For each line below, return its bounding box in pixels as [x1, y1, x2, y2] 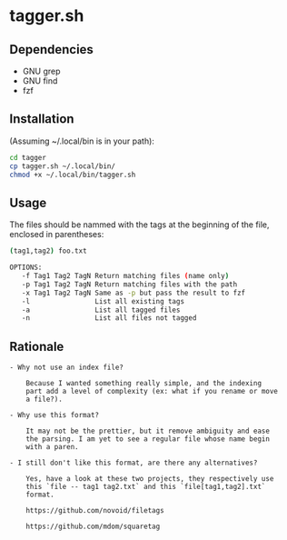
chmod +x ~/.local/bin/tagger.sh [9, 170, 136, 179]
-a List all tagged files [21, 305, 181, 315]
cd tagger [9, 153, 47, 162]
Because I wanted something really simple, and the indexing [25, 379, 262, 388]
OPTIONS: [9, 263, 43, 273]
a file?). [25, 395, 64, 405]
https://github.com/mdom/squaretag [25, 522, 161, 532]
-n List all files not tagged [21, 314, 197, 323]
